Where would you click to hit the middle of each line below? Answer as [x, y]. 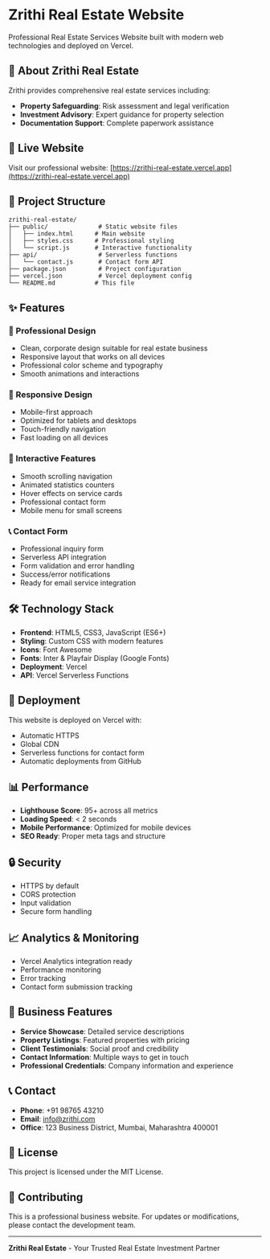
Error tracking [43, 978]
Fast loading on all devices [64, 438]
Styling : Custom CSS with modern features [92, 641]
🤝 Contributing [46, 1197]
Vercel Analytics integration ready [76, 962]
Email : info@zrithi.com [57, 1118]
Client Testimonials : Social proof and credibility [99, 1048]
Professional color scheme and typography [91, 365]
